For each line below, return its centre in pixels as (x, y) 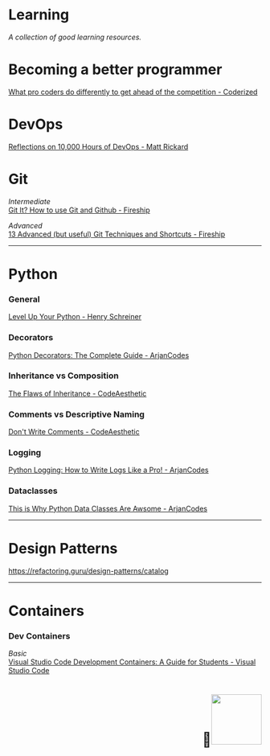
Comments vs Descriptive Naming (76, 414)
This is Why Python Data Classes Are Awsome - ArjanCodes (108, 508)
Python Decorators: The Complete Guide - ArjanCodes (99, 355)
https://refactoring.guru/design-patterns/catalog (88, 571)
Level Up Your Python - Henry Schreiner (75, 317)
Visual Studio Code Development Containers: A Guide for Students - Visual (132, 662)
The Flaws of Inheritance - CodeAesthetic (78, 393)
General (24, 299)
